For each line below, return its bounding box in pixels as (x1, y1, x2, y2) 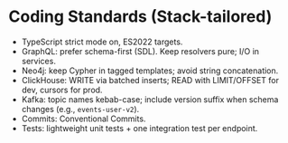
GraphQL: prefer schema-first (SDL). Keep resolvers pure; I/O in (21, 45, 259, 56)
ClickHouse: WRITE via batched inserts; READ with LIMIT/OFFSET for (21, 74, 280, 85)
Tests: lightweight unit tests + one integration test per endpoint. (21, 122, 258, 133)
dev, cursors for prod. (21, 84, 103, 95)
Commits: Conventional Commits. (21, 113, 146, 124)
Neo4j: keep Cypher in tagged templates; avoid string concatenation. (21, 65, 279, 76)
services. (21, 55, 56, 66)
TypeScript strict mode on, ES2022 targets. (21, 36, 183, 47)
